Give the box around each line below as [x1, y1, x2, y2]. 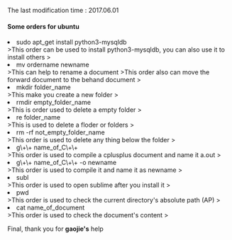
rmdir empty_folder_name [16, 98, 91, 107]
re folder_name [16, 113, 61, 122]
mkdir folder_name [16, 83, 71, 91]
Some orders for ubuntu [7, 22, 79, 30]
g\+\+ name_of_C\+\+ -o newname [16, 159, 117, 167]
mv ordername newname [16, 60, 90, 69]
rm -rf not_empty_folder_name [16, 128, 105, 137]
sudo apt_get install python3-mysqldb [16, 38, 127, 47]
